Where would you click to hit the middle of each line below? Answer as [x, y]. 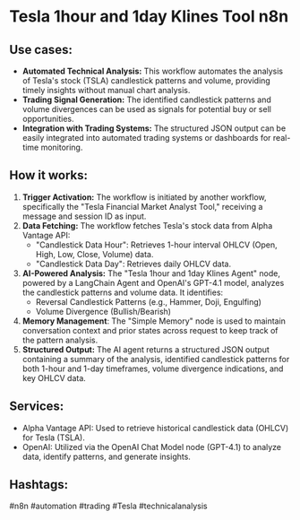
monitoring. [62, 147]
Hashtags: [39, 485]
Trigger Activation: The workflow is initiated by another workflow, [144, 197]
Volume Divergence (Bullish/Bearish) [103, 311]
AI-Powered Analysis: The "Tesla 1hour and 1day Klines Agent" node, [151, 273]
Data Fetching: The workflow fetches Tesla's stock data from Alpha [147, 225]
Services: [37, 407]
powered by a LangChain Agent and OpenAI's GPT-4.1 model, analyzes [153, 282]
